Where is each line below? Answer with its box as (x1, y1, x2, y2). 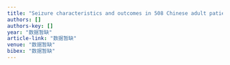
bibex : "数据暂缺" (7, 48, 56, 55)
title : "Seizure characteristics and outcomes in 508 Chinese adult (7, 9, 207, 17)
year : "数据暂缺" (7, 28, 53, 36)
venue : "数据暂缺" (7, 41, 56, 48)
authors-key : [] (7, 22, 53, 29)
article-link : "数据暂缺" (7, 35, 77, 42)
